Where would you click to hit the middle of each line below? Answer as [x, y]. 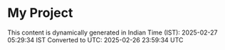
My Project [40, 13]
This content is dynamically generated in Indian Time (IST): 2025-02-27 [112, 32]
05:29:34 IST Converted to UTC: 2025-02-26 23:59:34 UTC [95, 39]
